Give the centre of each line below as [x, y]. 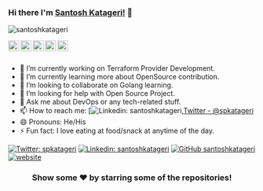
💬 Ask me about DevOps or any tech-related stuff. [100, 102]
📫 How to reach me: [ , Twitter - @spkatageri [136, 111]
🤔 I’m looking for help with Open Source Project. [97, 94]
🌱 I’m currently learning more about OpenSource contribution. [119, 77]
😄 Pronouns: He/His [53, 122]
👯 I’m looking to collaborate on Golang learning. [96, 85]
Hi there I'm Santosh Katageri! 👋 [71, 13]
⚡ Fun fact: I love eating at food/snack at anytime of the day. [117, 131]
